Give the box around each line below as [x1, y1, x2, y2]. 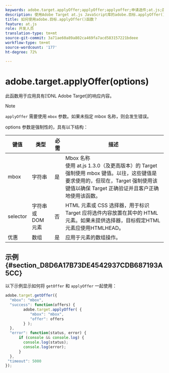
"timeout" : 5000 [7, 358, 42, 363]
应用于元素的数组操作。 [65, 234, 121, 241]
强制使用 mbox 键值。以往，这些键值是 [65, 170, 157, 177]
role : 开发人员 [5, 26, 34, 31]
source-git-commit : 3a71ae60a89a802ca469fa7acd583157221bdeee [5, 36, 138, 41]
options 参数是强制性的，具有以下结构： [5, 124, 88, 130]
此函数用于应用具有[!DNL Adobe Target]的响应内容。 [5, 93, 115, 99]
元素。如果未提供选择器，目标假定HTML [65, 217, 161, 224]
